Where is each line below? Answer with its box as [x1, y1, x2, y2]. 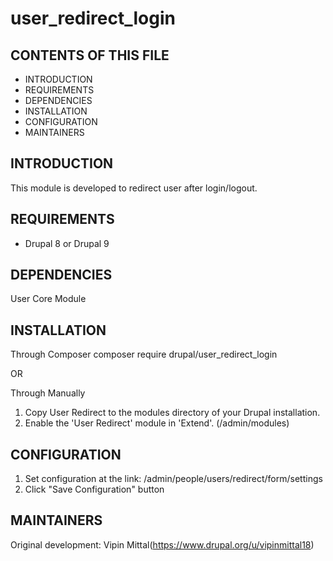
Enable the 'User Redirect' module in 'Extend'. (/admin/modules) [24, 417, 290, 429]
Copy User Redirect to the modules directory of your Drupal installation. [24, 407, 321, 419]
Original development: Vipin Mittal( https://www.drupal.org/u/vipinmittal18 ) [10, 538, 315, 551]
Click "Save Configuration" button [24, 483, 165, 496]
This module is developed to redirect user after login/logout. [10, 182, 258, 194]
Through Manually [10, 387, 86, 399]
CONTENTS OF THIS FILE [10, 47, 170, 64]
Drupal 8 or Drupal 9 [24, 237, 110, 249]
